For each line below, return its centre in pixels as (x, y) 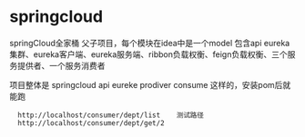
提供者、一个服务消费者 (61, 65)
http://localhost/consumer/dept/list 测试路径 (111, 115)
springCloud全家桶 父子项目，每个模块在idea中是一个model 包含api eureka (150, 43)
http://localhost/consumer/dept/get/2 (91, 123)
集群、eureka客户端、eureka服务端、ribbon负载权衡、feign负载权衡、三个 (149, 54)
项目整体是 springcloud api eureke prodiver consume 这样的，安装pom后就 (150, 84)
